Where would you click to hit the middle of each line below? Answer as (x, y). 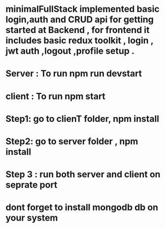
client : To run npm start (55, 96)
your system (32, 218)
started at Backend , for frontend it (78, 30)
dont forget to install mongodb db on (82, 208)
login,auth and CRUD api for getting (80, 19)
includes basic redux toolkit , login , (80, 41)
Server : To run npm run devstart (74, 74)
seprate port (32, 185)
